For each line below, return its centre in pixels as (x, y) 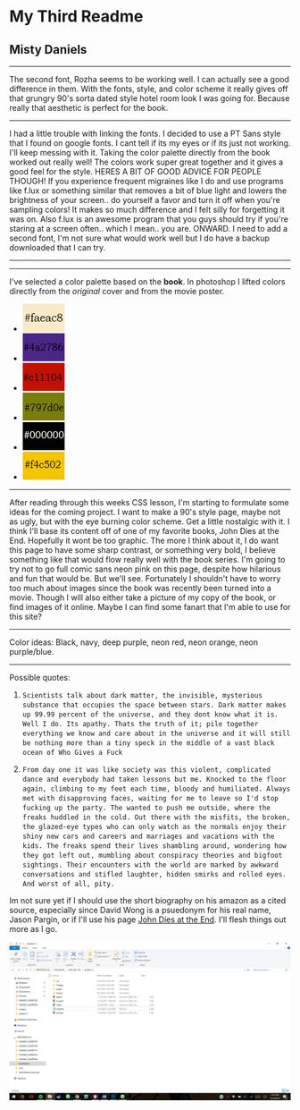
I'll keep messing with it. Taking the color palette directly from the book (140, 153)
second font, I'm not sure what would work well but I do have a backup (140, 238)
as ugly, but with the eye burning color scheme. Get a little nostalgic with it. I (150, 521)
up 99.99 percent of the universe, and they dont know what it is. (150, 715)
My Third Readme (76, 17)
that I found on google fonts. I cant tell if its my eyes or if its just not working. (150, 143)
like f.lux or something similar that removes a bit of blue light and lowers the (148, 191)
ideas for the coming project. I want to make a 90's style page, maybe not (145, 512)
